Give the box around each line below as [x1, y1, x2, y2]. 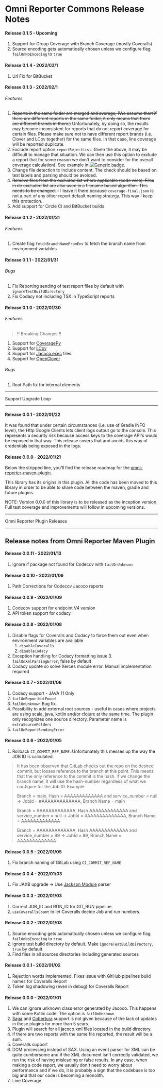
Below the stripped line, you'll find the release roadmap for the [5, 465, 130, 471]
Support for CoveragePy [12, 340, 61, 346]
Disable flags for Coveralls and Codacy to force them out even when [12, 632, 149, 638]
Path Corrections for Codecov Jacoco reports [12, 583, 104, 589]
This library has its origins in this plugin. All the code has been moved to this [5, 480, 157, 485]
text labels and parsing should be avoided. [12, 173, 97, 178]
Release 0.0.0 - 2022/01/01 [5, 995, 62, 1001]
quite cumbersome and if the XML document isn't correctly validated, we [12, 1052, 158, 1058]
